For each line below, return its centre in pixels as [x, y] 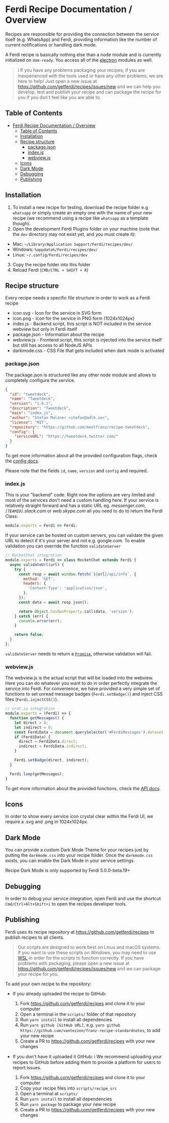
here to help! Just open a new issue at [57, 81]
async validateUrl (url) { [37, 565]
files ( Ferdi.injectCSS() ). [32, 700]
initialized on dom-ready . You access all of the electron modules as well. [79, 60]
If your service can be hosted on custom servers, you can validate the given [84, 535]
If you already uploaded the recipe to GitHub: [60, 994]
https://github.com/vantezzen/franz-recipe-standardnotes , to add [90, 1030]
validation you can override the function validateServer [63, 546]
